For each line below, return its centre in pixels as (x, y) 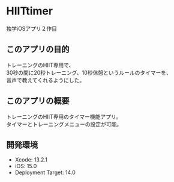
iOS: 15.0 (26, 166)
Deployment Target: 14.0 (45, 172)
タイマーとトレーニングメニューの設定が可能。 (64, 124)
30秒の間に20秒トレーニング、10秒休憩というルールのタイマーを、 (89, 72)
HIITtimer (29, 11)
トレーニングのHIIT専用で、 (40, 65)
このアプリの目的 (38, 49)
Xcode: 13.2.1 (31, 160)
